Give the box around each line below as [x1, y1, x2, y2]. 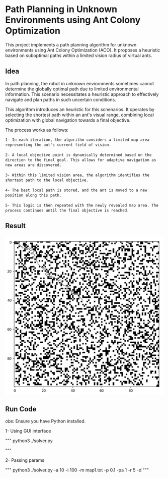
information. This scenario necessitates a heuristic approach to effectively [5, 91, 159, 97]
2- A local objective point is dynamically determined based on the [5, 152, 152, 157]
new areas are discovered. [5, 163, 62, 168]
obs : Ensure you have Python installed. [5, 418, 86, 424]
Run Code [5, 405, 37, 413]
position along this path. [5, 193, 62, 198]
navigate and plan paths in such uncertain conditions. [5, 96, 117, 102]
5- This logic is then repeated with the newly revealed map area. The [5, 203, 158, 208]
